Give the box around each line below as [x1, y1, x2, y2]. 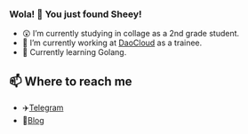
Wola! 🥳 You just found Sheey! [9, 8, 142, 20]
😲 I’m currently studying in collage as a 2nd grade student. [21, 28, 240, 39]
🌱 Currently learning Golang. [21, 47, 127, 58]
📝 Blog [21, 115, 44, 126]
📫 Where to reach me [9, 74, 132, 89]
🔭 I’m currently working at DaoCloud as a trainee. [21, 37, 203, 48]
